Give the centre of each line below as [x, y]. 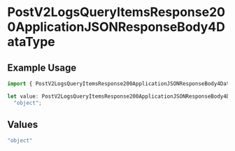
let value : [23, 96]
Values [23, 125]
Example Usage [42, 67]
